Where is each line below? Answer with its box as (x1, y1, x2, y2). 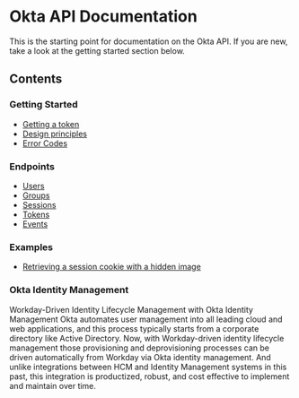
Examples (9, 240, 54, 253)
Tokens (22, 209, 50, 220)
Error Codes (22, 137, 68, 149)
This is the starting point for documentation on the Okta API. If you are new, (9, 36, 288, 47)
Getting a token (22, 118, 80, 129)
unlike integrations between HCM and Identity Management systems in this (9, 361, 287, 372)
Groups (22, 190, 50, 201)
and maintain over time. (9, 380, 97, 391)
